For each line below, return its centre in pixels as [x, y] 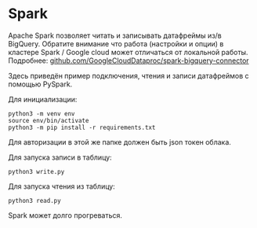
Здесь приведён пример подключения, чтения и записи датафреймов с [128, 75]
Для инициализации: [43, 99]
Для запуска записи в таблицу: [60, 157]
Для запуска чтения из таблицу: [62, 186]
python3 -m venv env [42, 114]
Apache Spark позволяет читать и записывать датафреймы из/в [115, 35]
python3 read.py [34, 200]
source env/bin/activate [49, 120]
